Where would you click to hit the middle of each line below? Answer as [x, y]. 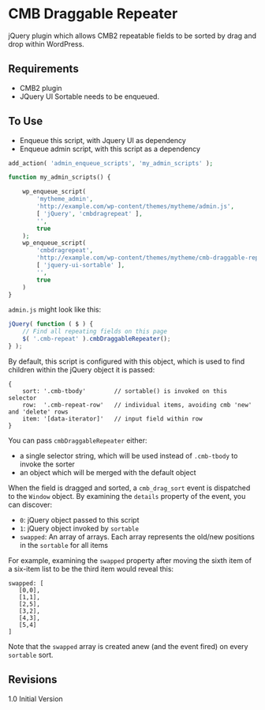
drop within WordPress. [46, 43]
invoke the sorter [47, 464]
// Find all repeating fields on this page [95, 332]
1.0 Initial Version [35, 699]
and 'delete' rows [38, 412]
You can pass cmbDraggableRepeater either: [78, 440]
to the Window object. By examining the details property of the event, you [127, 496]
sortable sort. [31, 655]
